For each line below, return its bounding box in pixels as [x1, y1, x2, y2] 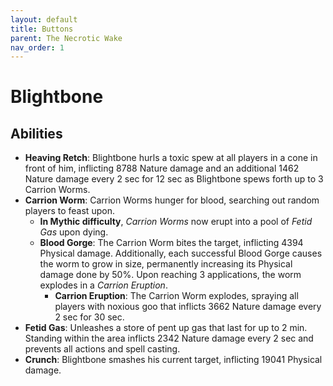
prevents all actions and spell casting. [24, 343, 181, 355]
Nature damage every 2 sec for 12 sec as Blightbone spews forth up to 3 [24, 173, 324, 185]
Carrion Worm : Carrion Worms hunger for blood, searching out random [24, 194, 320, 206]
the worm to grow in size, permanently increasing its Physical [39, 258, 293, 270]
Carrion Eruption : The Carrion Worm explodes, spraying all [54, 290, 299, 302]
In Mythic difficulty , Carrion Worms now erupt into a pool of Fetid [39, 216, 313, 228]
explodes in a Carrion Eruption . [39, 279, 168, 291]
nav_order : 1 [10, 42, 65, 53]
